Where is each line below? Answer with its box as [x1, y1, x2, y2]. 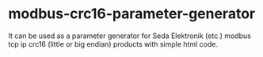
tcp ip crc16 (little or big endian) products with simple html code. [8, 39, 218, 48]
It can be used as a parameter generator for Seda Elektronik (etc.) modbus [8, 31, 251, 40]
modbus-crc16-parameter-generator [8, 5, 256, 23]
